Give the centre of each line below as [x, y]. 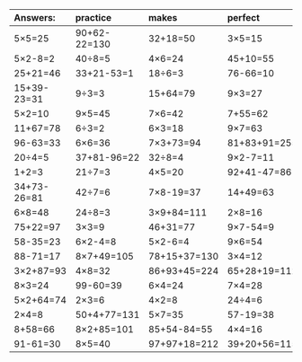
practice [93, 18]
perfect [244, 18]
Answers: [35, 18]
